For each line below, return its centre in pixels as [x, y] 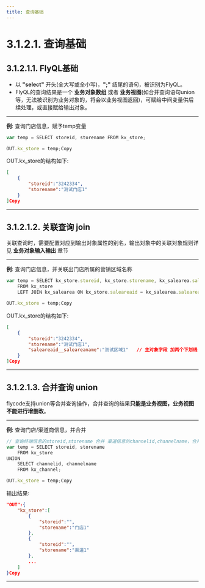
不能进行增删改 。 [28, 411]
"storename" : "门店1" [64, 528]
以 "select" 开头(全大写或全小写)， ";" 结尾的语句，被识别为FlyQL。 [100, 84]
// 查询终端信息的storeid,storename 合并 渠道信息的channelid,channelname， [99, 441]
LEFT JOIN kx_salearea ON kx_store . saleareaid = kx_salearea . [98, 292]
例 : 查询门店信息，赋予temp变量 [46, 126]
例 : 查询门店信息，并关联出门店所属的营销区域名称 [69, 269]
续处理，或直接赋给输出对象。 [52, 107]
